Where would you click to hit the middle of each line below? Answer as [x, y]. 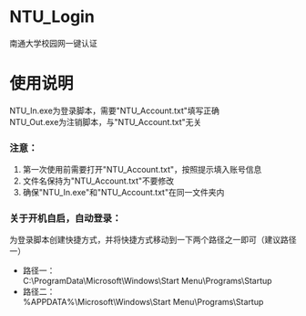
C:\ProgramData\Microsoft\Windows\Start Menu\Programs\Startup [147, 281]
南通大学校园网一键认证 [53, 43]
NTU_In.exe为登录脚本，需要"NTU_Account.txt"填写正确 [115, 111]
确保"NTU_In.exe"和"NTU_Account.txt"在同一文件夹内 [123, 193]
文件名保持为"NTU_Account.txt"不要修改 [98, 181]
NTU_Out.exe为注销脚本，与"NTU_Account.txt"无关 [106, 121]
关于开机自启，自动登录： [66, 218]
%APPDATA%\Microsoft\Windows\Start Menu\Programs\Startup [143, 302]
